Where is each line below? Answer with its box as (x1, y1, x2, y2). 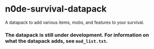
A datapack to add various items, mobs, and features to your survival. (5, 19, 144, 25)
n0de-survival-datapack (5, 3, 107, 15)
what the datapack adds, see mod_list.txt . (5, 37, 108, 44)
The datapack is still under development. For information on (5, 32, 149, 38)
